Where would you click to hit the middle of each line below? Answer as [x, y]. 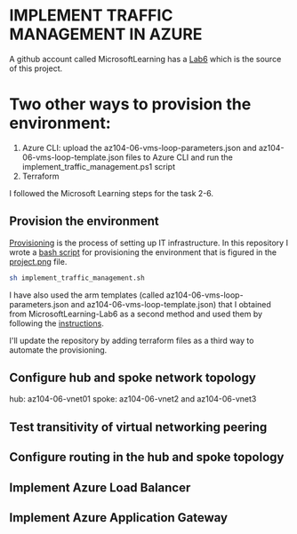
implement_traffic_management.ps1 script [99, 166]
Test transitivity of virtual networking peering [138, 427]
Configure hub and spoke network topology [132, 377]
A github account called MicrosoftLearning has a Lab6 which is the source [145, 59]
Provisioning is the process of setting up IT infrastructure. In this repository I [149, 243]
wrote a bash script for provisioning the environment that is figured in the [143, 252]
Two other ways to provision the [130, 104]
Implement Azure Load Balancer [100, 487]
